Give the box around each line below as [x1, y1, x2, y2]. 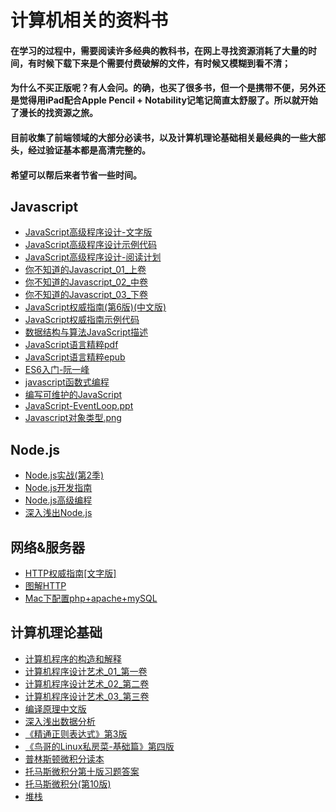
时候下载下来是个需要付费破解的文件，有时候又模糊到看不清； [36, 57, 291, 69]
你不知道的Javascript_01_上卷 [24, 264, 147, 276]
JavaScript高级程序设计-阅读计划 [24, 251, 162, 263]
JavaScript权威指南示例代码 [24, 314, 140, 326]
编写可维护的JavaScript [24, 389, 123, 401]
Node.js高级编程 [24, 494, 93, 506]
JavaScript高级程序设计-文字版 [24, 226, 153, 238]
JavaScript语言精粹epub [24, 351, 126, 363]
